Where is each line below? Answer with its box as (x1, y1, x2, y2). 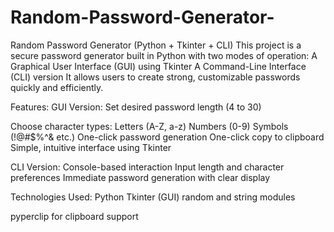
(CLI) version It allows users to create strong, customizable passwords (10, 71, 301, 83)
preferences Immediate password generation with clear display (10, 171, 271, 183)
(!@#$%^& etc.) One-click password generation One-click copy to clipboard (10, 131, 325, 143)
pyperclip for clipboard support (10, 210, 139, 222)
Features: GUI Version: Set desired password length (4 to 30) (10, 101, 262, 113)
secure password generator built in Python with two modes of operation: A (10, 49, 318, 61)
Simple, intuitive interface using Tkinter (10, 141, 172, 153)
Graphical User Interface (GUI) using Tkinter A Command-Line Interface (10, 60, 307, 72)
